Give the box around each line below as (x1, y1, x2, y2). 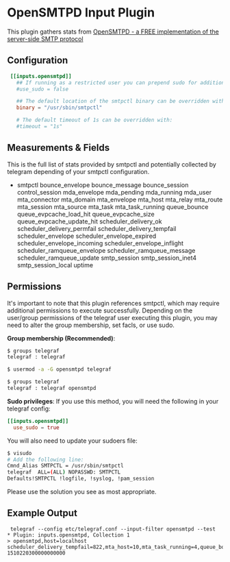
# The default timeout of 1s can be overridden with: (16, 117, 173, 124)
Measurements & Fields (7, 142, 110, 154)
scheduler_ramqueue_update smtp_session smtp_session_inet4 (16, 254, 197, 262)
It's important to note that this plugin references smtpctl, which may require (7, 299, 220, 307)
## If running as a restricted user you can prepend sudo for (16, 79, 197, 86)
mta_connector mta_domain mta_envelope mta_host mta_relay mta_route (16, 195, 223, 204)
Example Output (7, 507, 77, 519)
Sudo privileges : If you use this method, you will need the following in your (7, 397, 219, 405)
